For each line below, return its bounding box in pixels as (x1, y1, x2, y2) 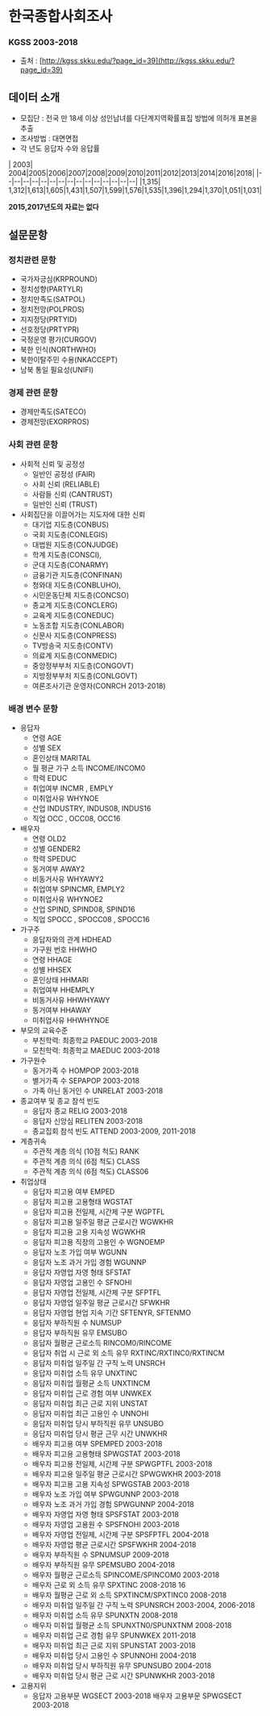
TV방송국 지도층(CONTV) (31, 641, 114, 650)
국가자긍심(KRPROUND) (19, 273, 98, 283)
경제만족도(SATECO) (19, 407, 87, 416)
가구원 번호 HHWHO (31, 945, 98, 954)
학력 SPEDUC (31, 854, 77, 863)
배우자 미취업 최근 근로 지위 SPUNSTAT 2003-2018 (31, 1640, 196, 1650)
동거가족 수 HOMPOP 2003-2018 (31, 1066, 139, 1075)
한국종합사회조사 (8, 7, 113, 26)
